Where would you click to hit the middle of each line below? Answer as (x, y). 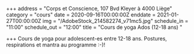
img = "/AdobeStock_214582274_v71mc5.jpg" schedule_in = (115, 21)
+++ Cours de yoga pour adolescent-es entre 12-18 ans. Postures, (86, 38)
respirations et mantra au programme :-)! (56, 45)
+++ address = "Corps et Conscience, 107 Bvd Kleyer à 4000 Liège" (89, 9)
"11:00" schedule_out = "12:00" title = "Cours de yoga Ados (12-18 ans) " (94, 27)
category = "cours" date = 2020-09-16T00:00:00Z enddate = (81, 15)
